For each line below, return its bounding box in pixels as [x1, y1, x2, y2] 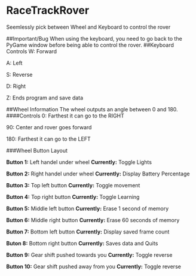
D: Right [6, 82, 26, 90]
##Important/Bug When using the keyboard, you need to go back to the [6, 35, 182, 42]
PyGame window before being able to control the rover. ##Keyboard [6, 41, 174, 48]
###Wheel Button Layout [6, 147, 68, 154]
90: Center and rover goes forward [6, 123, 92, 131]
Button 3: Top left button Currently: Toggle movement [6, 181, 140, 189]
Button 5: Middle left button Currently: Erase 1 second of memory [6, 205, 169, 212]
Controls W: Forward [6, 47, 57, 54]
